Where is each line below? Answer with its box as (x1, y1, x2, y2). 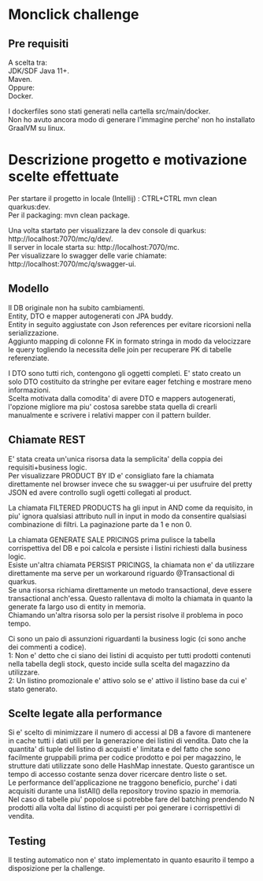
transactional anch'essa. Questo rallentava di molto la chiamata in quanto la (8, 593, 254, 603)
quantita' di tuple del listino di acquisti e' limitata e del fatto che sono (8, 745, 231, 754)
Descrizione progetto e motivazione (8, 151, 247, 169)
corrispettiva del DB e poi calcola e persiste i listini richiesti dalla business (8, 543, 248, 552)
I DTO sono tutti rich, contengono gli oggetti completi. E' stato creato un (8, 368, 242, 377)
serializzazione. (8, 328, 59, 337)
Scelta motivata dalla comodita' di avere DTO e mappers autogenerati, (8, 393, 236, 403)
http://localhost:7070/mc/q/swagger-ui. (8, 258, 136, 269)
